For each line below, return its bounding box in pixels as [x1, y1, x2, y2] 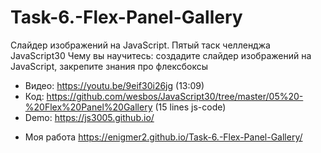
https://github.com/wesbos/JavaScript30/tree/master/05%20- [46, 90, 304, 102]
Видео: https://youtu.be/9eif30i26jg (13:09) [24, 79, 205, 91]
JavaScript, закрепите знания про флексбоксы [10, 60, 208, 72]
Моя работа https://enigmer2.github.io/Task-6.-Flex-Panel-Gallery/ [24, 131, 303, 143]
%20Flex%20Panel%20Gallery [24, 101, 153, 113]
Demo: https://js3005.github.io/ [24, 111, 155, 123]
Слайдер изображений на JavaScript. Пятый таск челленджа [10, 39, 271, 51]
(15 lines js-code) [154, 101, 227, 113]
